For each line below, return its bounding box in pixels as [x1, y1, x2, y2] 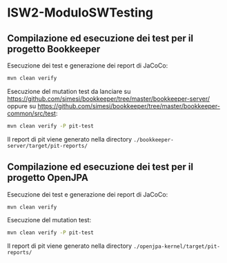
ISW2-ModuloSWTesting [7, 5, 154, 21]
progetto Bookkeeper [7, 43, 101, 55]
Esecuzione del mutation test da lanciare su [7, 87, 131, 95]
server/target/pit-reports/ [7, 142, 88, 149]
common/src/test [7, 109, 57, 117]
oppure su [7, 101, 37, 110]
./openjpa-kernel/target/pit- [133, 243, 221, 250]
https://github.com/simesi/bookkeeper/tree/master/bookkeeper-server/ [7, 95, 210, 103]
